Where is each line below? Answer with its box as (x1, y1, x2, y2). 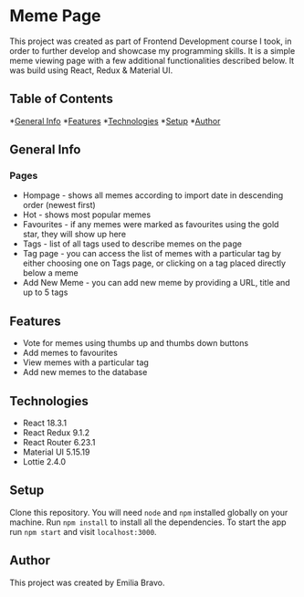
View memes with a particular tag (22, 357, 149, 368)
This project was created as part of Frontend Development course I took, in (9, 36, 292, 47)
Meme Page (9, 5, 102, 26)
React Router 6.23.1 (22, 437, 96, 448)
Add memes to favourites (22, 348, 119, 359)
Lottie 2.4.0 (22, 456, 67, 467)
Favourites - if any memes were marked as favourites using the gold (22, 219, 279, 230)
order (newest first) (22, 200, 96, 211)
